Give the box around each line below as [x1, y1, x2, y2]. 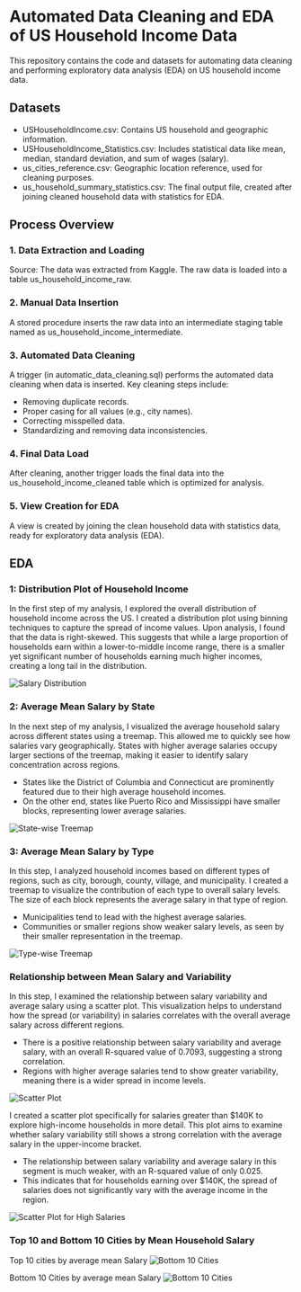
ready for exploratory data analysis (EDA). [9, 530, 164, 540]
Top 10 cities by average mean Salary [9, 1254, 148, 1265]
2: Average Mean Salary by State [9, 700, 155, 713]
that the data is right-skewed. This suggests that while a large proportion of [9, 632, 289, 643]
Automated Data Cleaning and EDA [9, 6, 275, 27]
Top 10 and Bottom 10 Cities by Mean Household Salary [9, 1234, 255, 1247]
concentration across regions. [9, 759, 120, 770]
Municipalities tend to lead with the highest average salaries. [22, 911, 247, 922]
